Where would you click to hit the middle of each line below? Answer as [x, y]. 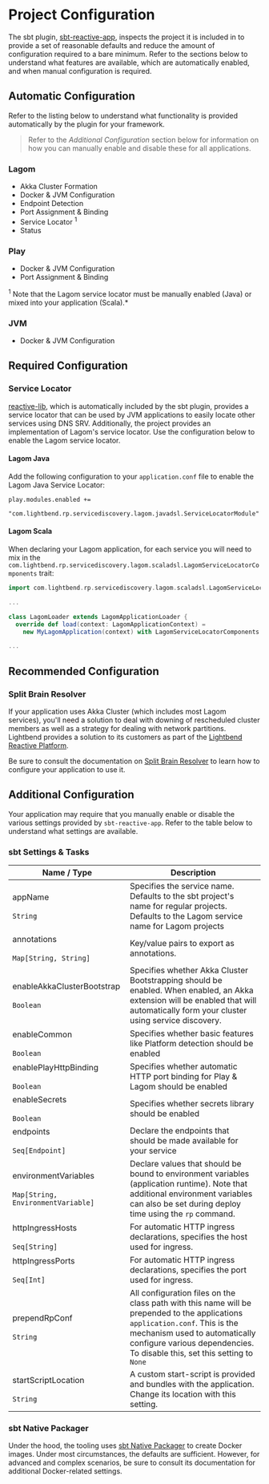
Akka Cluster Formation [59, 187]
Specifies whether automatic [183, 1066]
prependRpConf [43, 1318]
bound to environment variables [189, 1174]
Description [193, 873]
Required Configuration [68, 366]
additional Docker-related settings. [65, 1471]
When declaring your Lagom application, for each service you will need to [130, 549]
